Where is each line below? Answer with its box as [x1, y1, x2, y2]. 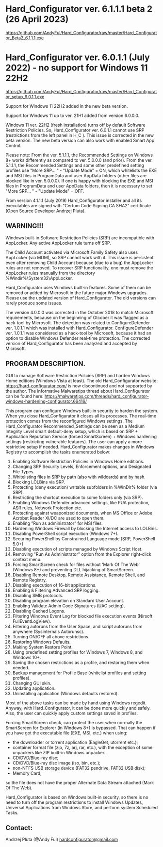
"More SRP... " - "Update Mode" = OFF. [5, 188, 84, 194]
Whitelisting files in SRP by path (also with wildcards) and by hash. [12, 474, 146, 480]
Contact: [5, 824, 33, 832]
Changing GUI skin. [12, 680, 51, 686]
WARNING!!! [5, 222, 44, 230]
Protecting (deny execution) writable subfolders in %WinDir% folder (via [12, 484, 157, 490]
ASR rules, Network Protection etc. [12, 505, 82, 511]
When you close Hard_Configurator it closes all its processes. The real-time [5, 413, 157, 418]
